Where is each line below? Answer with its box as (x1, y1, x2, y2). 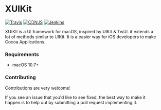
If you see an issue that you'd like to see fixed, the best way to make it (5, 94, 146, 100)
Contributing (5, 74, 36, 81)
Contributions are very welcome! (5, 85, 71, 91)
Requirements (5, 51, 39, 57)
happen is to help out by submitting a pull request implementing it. (5, 99, 138, 105)
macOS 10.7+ (12, 62, 39, 68)
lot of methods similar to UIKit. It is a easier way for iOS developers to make (5, 34, 157, 40)
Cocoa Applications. (5, 39, 46, 44)
